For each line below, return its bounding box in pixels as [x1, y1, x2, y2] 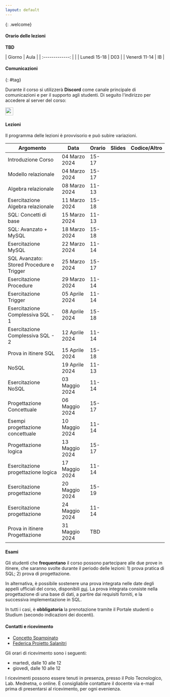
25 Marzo [61, 258, 85, 265]
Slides [110, 145, 126, 152]
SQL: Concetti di [8, 211, 47, 218]
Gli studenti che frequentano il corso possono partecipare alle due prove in [5, 560, 163, 566]
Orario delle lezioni [5, 33, 46, 39]
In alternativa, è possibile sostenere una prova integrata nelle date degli [5, 581, 154, 587]
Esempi [8, 418, 26, 425]
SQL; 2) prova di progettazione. [5, 570, 71, 577]
